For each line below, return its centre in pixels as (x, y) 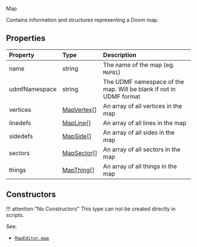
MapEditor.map (32, 238)
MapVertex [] (79, 109)
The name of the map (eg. (139, 65)
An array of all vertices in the (142, 106)
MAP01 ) (112, 72)
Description (120, 55)
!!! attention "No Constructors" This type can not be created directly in (91, 209)
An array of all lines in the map (145, 123)
